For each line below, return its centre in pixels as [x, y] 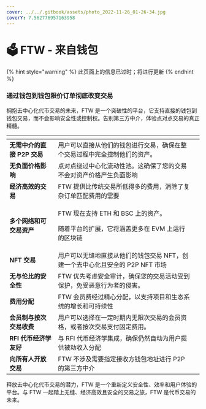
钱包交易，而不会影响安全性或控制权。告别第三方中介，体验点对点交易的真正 [103, 118]
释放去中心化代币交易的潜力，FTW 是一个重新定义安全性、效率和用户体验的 [102, 384]
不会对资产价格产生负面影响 [98, 175]
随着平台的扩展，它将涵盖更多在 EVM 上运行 [122, 229]
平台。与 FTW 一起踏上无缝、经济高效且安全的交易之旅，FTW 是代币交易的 [101, 392]
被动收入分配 [82, 347]
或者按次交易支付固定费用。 [110, 327]
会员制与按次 [28, 318]
